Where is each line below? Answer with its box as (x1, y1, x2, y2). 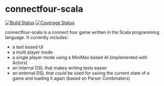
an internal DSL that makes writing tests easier (12, 65, 107, 71)
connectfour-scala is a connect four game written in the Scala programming (5, 29, 160, 35)
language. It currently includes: (5, 34, 69, 40)
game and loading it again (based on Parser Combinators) (12, 75, 130, 81)
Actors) (12, 59, 28, 65)
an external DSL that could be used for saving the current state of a (12, 70, 150, 76)
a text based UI (12, 44, 43, 50)
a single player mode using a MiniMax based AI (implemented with (12, 54, 148, 60)
